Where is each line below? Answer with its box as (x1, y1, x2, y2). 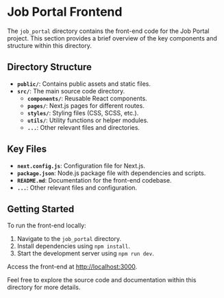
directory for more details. (7, 283, 81, 292)
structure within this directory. (7, 41, 92, 49)
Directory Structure (7, 61, 92, 73)
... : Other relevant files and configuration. (16, 183, 138, 192)
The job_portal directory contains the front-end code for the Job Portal (7, 27, 210, 35)
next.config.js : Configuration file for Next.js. (16, 161, 146, 170)
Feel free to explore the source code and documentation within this (7, 276, 197, 284)
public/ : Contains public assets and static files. (16, 80, 151, 88)
